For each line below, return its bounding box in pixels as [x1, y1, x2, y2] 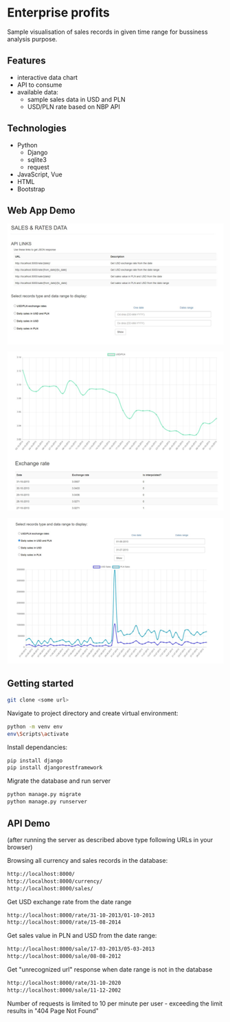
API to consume [16, 81, 62, 89]
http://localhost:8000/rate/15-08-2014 [7, 919, 122, 926]
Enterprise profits [7, 5, 110, 21]
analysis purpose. [7, 34, 58, 43]
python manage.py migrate [7, 791, 81, 798]
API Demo [7, 817, 50, 829]
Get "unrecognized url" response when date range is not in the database [7, 965, 213, 974]
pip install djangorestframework [7, 764, 103, 771]
